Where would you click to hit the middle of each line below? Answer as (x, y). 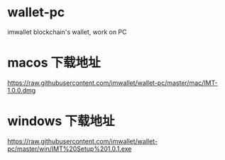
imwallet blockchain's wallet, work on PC (67, 32)
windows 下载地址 (61, 121)
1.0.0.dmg (22, 90)
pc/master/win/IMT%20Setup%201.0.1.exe (70, 149)
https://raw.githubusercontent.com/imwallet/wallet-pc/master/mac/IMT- (112, 83)
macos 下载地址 (54, 63)
